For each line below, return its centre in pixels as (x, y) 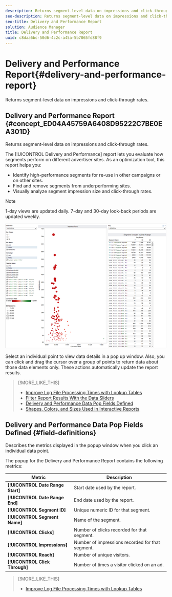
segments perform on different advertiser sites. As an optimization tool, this (85, 159)
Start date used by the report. (105, 488)
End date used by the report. (104, 500)
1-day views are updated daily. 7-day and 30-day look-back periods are (81, 211)
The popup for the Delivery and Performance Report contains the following (84, 460)
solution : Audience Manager (35, 27)
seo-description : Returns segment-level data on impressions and (76, 16)
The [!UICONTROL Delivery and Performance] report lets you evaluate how (84, 154)
